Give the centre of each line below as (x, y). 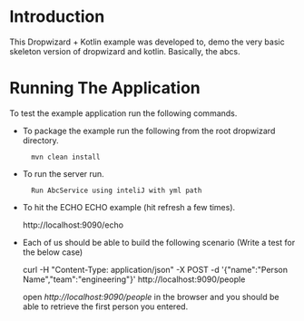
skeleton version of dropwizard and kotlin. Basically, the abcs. (125, 51)
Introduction (57, 17)
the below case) (53, 252)
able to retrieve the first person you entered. (105, 306)
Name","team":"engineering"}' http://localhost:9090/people (134, 279)
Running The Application (105, 88)
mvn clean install (66, 157)
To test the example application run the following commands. (123, 113)
